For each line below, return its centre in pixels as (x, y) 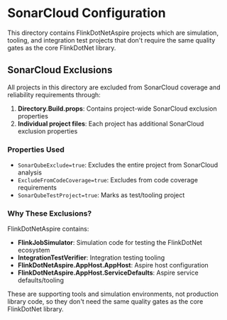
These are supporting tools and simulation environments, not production (113, 294)
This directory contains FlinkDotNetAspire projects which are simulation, (113, 33)
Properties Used (36, 149)
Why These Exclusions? (50, 213)
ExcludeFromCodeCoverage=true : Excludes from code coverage (108, 180)
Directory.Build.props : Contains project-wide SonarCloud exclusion (117, 109)
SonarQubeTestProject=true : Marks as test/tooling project (101, 195)
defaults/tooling (40, 280)
